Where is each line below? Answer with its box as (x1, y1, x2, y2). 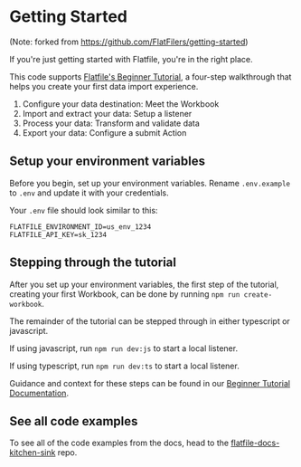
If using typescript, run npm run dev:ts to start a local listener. (9, 360, 240, 371)
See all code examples (9, 414, 138, 429)
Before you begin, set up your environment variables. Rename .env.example (9, 177, 291, 188)
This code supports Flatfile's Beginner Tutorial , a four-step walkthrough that (9, 71, 292, 82)
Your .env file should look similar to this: (9, 205, 158, 215)
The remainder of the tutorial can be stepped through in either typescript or (9, 315, 291, 327)
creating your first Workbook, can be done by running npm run (9, 288, 240, 300)
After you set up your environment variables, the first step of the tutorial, (9, 279, 279, 290)
